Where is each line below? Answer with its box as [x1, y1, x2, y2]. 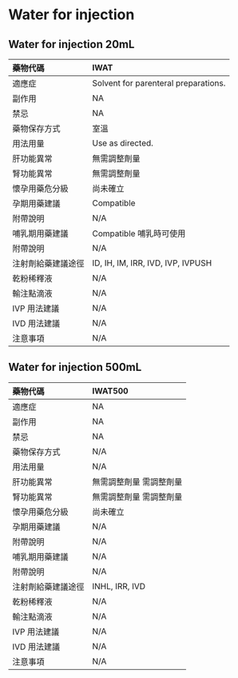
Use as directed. [92, 138, 154, 149]
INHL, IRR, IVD [92, 580, 146, 592]
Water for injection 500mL [8, 361, 142, 374]
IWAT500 [92, 385, 129, 397]
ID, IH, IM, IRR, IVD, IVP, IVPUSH [92, 257, 212, 269]
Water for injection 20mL [8, 38, 135, 51]
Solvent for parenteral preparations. [92, 78, 226, 89]
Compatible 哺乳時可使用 [92, 228, 186, 239]
